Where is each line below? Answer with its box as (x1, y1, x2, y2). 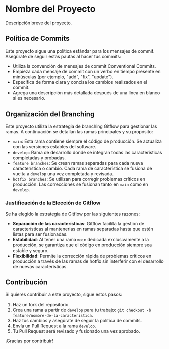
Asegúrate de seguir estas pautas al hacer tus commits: (5, 53, 121, 59)
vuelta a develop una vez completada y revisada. (12, 170, 114, 177)
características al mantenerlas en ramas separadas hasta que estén (12, 226, 154, 232)
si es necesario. (12, 95, 46, 101)
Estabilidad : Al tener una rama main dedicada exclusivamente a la (12, 236, 149, 242)
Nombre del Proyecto (5, 3, 96, 15)
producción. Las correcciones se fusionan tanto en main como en (12, 181, 148, 187)
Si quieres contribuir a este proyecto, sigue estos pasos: (5, 291, 123, 297)
